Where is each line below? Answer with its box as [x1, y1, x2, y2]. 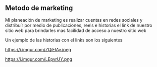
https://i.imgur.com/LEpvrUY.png [5, 56, 73, 62]
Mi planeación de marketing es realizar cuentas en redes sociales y [5, 17, 143, 23]
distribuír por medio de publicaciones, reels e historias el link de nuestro [5, 22, 153, 28]
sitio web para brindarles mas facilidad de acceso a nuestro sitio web [5, 27, 147, 33]
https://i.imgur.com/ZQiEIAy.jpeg [5, 46, 71, 52]
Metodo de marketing [5, 4, 73, 12]
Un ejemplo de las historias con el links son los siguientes [5, 37, 123, 43]
